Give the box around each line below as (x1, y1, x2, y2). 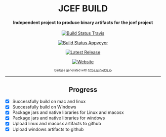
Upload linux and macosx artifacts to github (12, 121, 101, 127)
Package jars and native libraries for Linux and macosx (12, 110, 124, 115)
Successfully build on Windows (12, 104, 77, 110)
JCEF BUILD (58, 3, 108, 14)
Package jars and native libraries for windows (12, 115, 105, 121)
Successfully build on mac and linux (12, 99, 86, 105)
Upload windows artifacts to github (12, 126, 84, 132)
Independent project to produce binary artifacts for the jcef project (13, 19, 153, 25)
